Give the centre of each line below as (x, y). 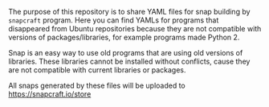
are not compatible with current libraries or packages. (97, 70)
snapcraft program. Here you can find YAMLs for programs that (114, 20)
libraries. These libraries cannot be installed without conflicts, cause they (129, 61)
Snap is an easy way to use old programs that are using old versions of (126, 53)
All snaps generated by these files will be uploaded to (97, 85)
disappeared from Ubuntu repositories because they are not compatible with (135, 29)
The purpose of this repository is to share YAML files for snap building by (129, 12)
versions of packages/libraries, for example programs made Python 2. (124, 37)
